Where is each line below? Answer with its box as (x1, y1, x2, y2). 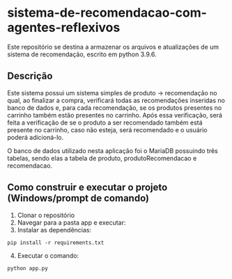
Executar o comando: (17, 251, 79, 260)
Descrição (7, 70, 53, 82)
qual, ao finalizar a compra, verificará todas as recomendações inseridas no (7, 96, 225, 104)
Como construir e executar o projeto (7, 182, 168, 193)
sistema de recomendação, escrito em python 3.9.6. (7, 50, 157, 58)
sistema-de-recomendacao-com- (7, 5, 208, 21)
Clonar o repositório (17, 211, 75, 219)
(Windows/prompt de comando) (7, 193, 150, 205)
